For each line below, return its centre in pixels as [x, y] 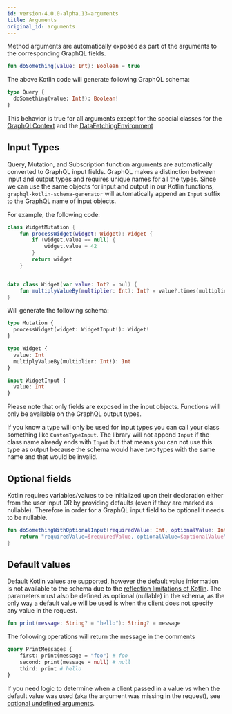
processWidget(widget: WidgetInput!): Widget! [81, 330]
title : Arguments [32, 20]
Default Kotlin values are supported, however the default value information [113, 581]
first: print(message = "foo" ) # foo [74, 656]
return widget [52, 260]
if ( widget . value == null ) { [74, 240]
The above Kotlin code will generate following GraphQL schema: [98, 80]
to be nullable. [27, 517]
